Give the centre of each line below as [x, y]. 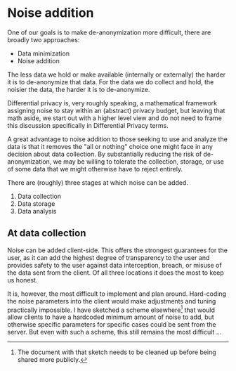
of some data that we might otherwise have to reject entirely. [95, 169]
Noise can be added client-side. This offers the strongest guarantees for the [118, 250]
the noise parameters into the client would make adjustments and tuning [112, 301]
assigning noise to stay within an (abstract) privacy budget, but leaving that [116, 110]
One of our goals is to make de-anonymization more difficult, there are [109, 32]
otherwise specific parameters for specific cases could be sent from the [112, 325]
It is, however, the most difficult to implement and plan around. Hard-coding [117, 294]
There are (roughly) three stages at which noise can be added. [98, 182]
